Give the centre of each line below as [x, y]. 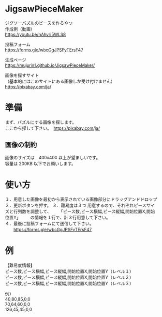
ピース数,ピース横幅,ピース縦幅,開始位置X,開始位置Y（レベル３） [69, 283]
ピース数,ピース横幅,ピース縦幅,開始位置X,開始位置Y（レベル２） [69, 277]
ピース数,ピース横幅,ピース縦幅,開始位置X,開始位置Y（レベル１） [69, 271]
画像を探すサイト [22, 75]
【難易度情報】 [20, 265]
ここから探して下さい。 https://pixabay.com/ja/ [52, 128]
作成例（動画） [20, 29]
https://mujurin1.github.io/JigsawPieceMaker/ [50, 65]
